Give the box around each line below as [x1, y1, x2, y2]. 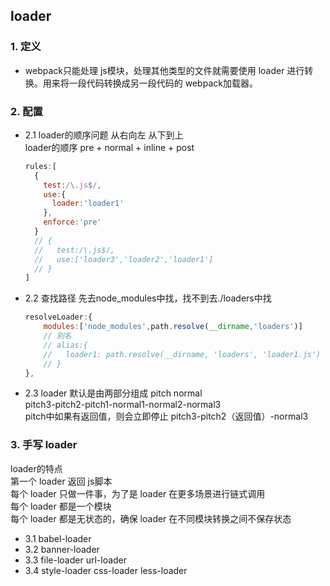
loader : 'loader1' [51, 199, 125, 209]
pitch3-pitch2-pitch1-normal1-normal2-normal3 [24, 399, 222, 411]
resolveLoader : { [24, 312, 93, 323]
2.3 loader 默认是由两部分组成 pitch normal [24, 387, 203, 399]
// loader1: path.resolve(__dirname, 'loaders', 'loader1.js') [43, 349, 322, 359]
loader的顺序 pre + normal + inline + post [24, 141, 195, 153]
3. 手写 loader [10, 438, 78, 452]
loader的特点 [10, 462, 63, 474]
